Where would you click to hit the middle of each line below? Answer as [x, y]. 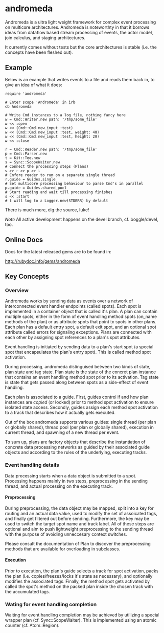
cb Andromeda [18, 106]
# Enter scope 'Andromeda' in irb [40, 102]
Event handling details [32, 465]
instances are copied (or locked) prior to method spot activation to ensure [80, 402]
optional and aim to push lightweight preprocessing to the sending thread [79, 529]
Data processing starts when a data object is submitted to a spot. [71, 475]
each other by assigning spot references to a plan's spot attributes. [73, 338]
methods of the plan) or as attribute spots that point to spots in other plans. [81, 322]
